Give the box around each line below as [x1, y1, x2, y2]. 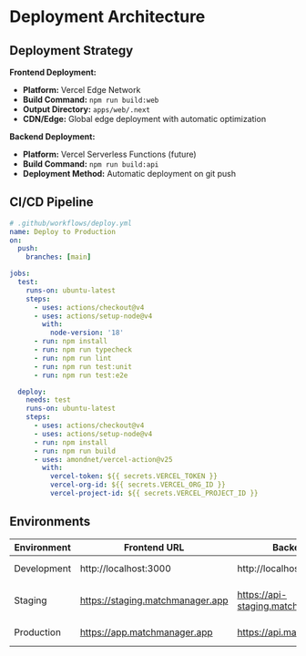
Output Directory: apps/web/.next [22, 104, 151, 115]
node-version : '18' [49, 328, 125, 338]
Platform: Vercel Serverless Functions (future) [22, 149, 198, 159]
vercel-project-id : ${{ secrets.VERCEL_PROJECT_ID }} [49, 489, 259, 498]
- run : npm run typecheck [33, 345, 132, 354]
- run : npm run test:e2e [33, 371, 128, 380]
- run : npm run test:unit [33, 362, 132, 371]
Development [14, 562, 71, 575]
